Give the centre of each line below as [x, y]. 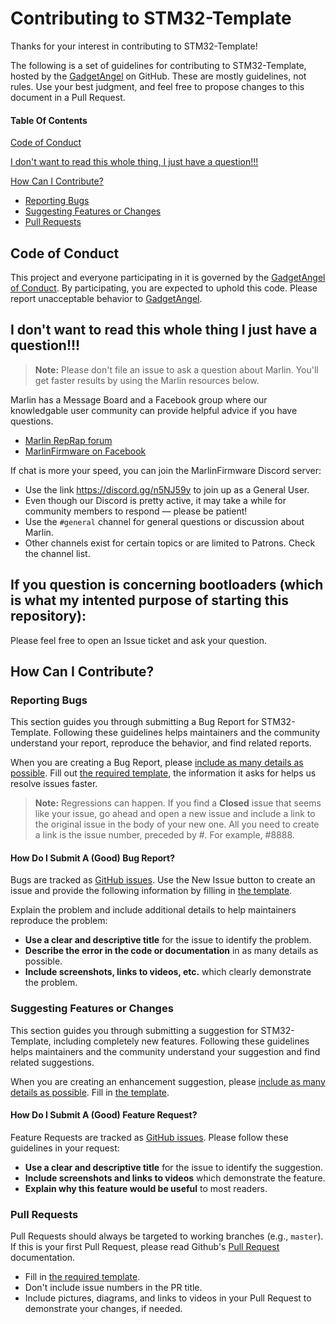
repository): [48, 616]
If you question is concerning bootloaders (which [167, 585]
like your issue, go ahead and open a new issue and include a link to [175, 814]
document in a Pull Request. [68, 97]
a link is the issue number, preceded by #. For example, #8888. [164, 835]
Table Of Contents [49, 120]
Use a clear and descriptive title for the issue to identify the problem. [168, 940]
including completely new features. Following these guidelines [181, 1041]
